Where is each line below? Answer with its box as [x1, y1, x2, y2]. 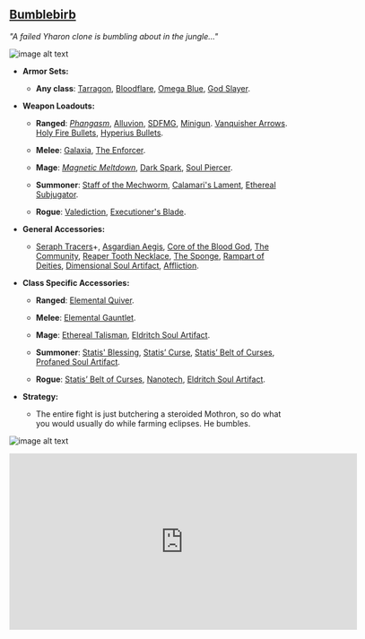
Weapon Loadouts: [22, 100, 96, 111]
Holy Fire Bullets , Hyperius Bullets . [35, 127, 164, 138]
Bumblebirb [9, 7, 76, 22]
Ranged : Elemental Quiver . [35, 295, 135, 306]
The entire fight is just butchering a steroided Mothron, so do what [35, 408, 282, 419]
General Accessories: [22, 223, 106, 234]
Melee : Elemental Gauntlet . [35, 312, 136, 323]
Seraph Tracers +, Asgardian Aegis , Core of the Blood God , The [35, 241, 269, 252]
